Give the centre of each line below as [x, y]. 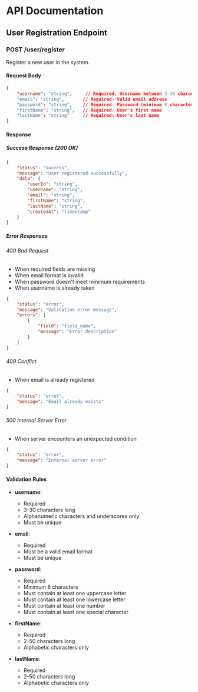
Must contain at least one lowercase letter [74, 599]
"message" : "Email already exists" [60, 401]
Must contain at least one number [64, 606]
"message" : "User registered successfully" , [72, 173]
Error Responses [27, 236]
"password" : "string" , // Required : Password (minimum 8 [92, 104]
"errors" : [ [31, 315]
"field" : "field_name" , [67, 326]
